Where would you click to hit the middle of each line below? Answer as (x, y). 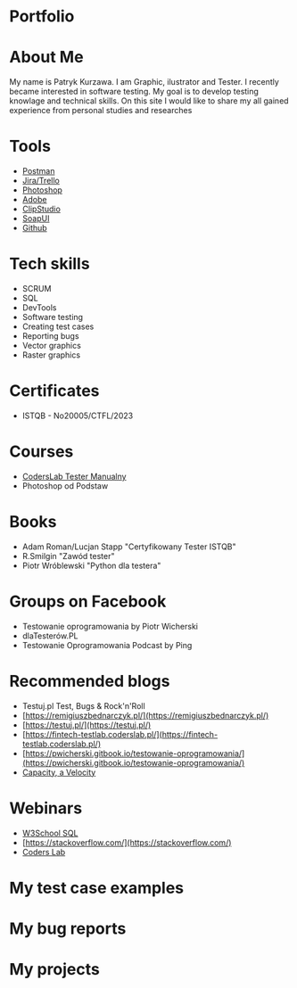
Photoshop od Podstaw (65, 486)
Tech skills (50, 264)
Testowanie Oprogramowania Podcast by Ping (107, 645)
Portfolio (42, 16)
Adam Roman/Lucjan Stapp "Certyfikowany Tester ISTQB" (129, 547)
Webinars (46, 808)
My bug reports (68, 928)
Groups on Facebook (88, 601)
